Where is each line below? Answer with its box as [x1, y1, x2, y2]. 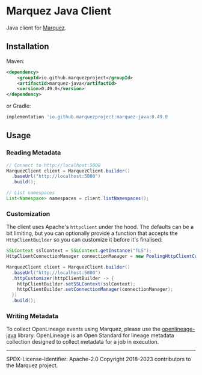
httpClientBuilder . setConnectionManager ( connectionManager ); [17, 287, 173, 293]
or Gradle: [6, 102, 31, 109]
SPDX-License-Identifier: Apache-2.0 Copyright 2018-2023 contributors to [6, 356, 191, 363]
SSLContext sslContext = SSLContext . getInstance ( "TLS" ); [6, 248, 152, 254]
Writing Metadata [6, 312, 59, 320]
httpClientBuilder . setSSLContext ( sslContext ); [17, 281, 136, 287]
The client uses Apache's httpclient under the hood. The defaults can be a [6, 224, 194, 231]
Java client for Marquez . [6, 24, 67, 31]
